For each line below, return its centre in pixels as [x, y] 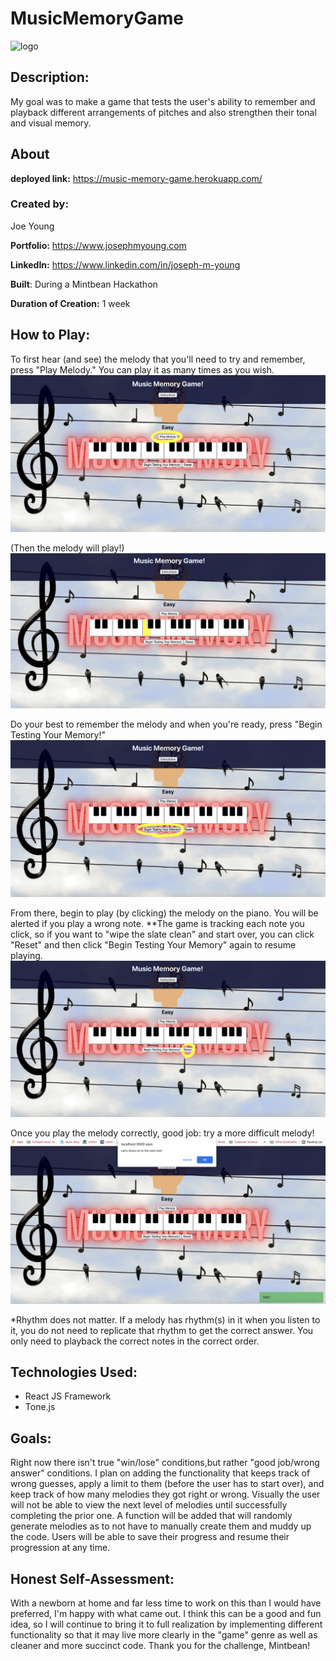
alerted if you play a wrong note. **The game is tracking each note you [157, 923]
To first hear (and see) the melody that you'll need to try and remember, [158, 359]
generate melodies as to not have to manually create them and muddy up [161, 1526]
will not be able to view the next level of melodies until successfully [149, 1505]
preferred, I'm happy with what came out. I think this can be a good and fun [166, 1614]
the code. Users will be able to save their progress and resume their [150, 1537]
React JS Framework [68, 1396]
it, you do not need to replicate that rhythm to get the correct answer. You [162, 1330]
